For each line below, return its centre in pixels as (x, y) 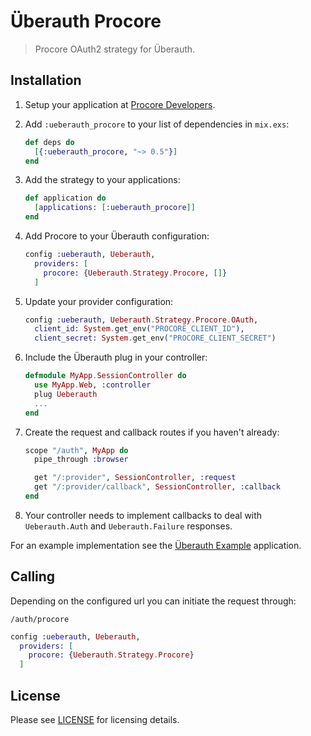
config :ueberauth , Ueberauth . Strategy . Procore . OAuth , (141, 320)
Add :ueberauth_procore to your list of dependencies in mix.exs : (157, 124)
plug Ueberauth (66, 394)
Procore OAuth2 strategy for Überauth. (115, 49)
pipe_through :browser (81, 460)
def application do (65, 198)
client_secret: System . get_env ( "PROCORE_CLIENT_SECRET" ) (155, 338)
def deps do (49, 142)
